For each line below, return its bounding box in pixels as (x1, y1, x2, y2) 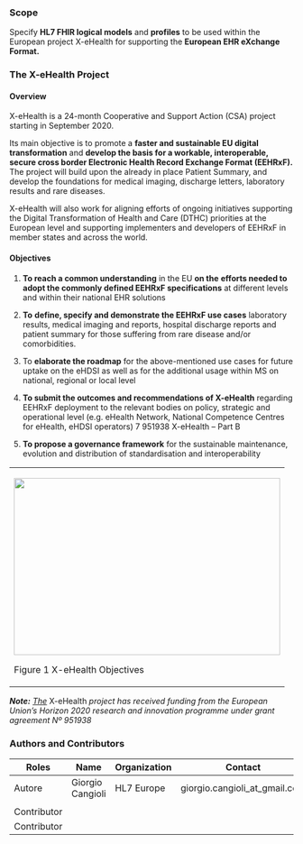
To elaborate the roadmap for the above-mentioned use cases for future (22, 355, 293, 366)
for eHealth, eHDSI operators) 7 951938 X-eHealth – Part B (22, 421, 241, 432)
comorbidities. (22, 338, 77, 349)
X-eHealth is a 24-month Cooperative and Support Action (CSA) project (9, 111, 277, 122)
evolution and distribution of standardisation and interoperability (22, 448, 262, 459)
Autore (14, 782, 43, 794)
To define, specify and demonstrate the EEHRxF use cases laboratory (22, 309, 287, 320)
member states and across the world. (9, 232, 149, 243)
